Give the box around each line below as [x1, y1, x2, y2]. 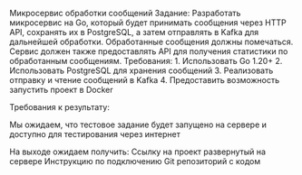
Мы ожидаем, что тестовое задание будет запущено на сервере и [9, 119, 268, 130]
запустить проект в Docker [9, 85, 113, 95]
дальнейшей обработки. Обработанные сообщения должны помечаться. [9, 36, 294, 47]
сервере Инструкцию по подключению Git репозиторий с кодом [9, 156, 261, 166]
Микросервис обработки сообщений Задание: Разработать [9, 8, 241, 18]
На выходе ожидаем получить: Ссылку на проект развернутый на [9, 146, 266, 157]
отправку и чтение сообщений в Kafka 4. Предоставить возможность [9, 75, 280, 85]
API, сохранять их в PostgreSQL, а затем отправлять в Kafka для [9, 27, 259, 37]
